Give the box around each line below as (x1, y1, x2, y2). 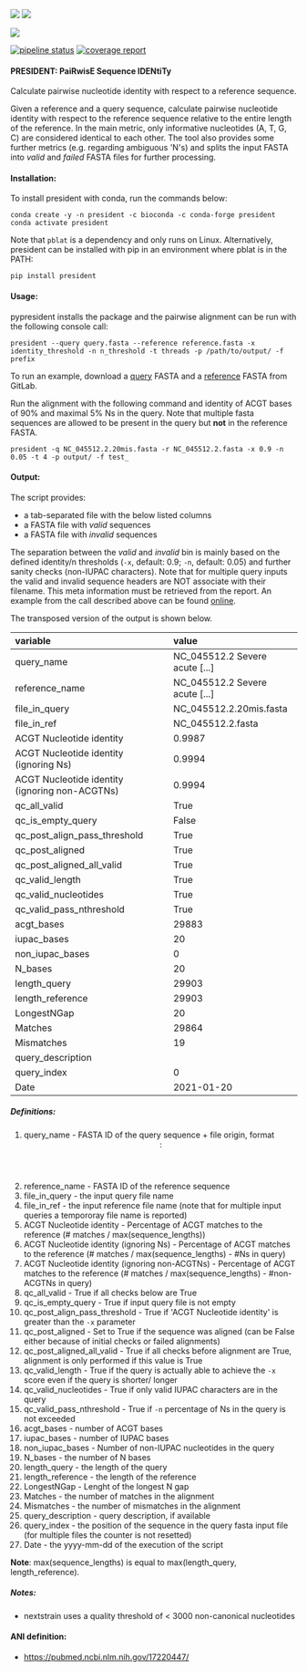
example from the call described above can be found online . (10, 595, 236, 606)
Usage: (10, 291, 39, 301)
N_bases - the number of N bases (23, 1451, 151, 1463)
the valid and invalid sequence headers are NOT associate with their (10, 576, 267, 586)
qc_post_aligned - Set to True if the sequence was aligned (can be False (23, 1325, 295, 1336)
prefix (10, 354, 36, 364)
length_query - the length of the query (23, 1461, 168, 1472)
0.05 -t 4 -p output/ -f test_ (10, 452, 129, 462)
